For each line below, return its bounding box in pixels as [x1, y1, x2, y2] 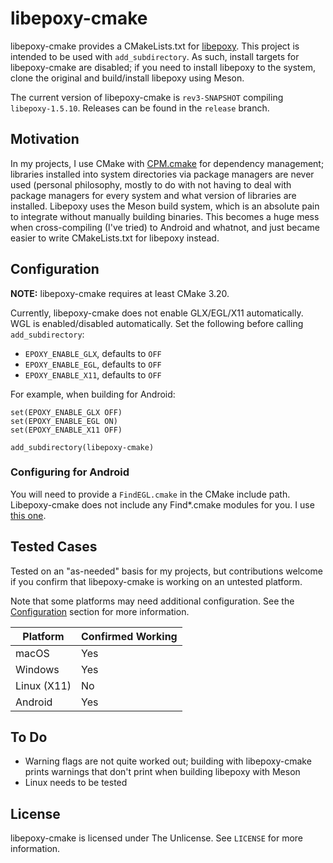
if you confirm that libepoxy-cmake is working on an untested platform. [10, 575, 303, 587]
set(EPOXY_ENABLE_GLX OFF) [10, 407, 123, 417]
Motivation [10, 131, 80, 148]
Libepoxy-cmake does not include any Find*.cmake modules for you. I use [10, 498, 315, 511]
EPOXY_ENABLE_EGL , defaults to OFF [24, 358, 162, 370]
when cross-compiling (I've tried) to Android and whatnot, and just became [10, 221, 320, 233]
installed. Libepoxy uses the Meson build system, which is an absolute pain [10, 200, 320, 212]
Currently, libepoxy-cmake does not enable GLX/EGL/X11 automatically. [10, 307, 304, 319]
